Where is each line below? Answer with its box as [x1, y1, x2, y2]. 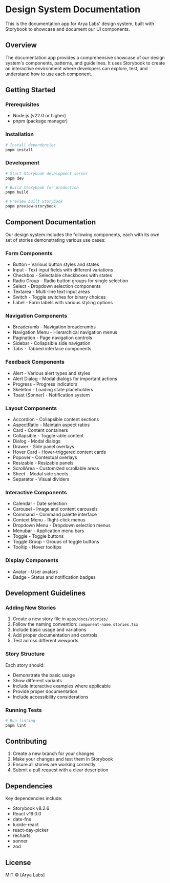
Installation [5, 131, 34, 138]
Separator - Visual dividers [12, 476, 70, 482]
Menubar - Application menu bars [12, 528, 84, 534]
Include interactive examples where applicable [12, 683, 111, 689]
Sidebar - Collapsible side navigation [12, 340, 91, 346]
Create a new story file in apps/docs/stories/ [12, 616, 109, 622]
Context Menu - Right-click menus [12, 517, 86, 523]
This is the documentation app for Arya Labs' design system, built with [5, 20, 155, 27]
